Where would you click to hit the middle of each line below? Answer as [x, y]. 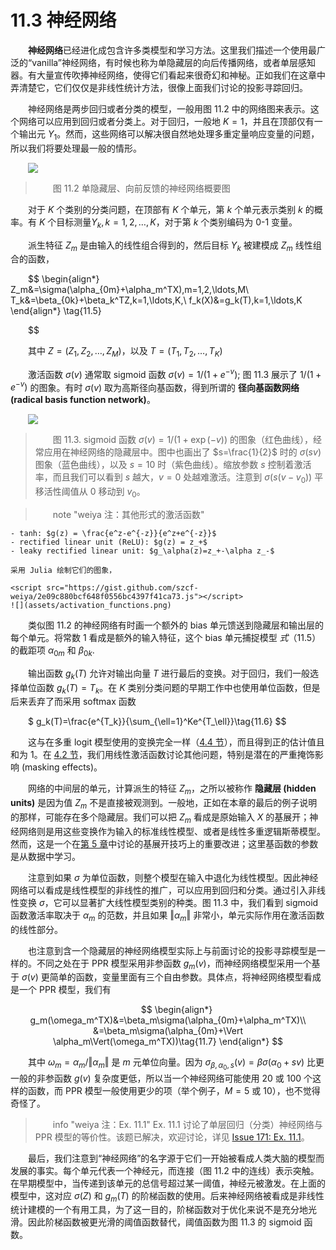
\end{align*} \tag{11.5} [56, 311]
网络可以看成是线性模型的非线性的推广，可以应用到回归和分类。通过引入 [159, 890]
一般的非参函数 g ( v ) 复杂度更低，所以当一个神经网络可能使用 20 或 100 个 [161, 1078]
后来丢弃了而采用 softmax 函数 [73, 702]
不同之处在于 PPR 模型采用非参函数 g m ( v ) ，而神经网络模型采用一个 [174, 964]
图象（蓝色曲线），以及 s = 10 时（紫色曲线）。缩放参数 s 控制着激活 [173, 465]
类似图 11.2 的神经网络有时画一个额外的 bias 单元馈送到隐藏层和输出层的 [176, 625]
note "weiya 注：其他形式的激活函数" [128, 515]
